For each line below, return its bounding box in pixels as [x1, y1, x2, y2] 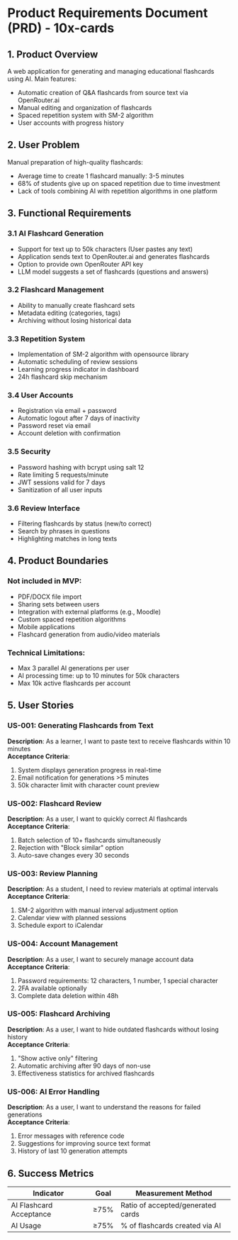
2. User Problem [7, 139, 80, 151]
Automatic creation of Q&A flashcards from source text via [17, 89, 189, 96]
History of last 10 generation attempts [17, 1147, 127, 1156]
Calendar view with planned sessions [17, 914, 127, 922]
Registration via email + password [17, 406, 117, 415]
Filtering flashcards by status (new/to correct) [17, 519, 152, 528]
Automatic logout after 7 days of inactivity [17, 414, 140, 423]
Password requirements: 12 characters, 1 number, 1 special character [17, 976, 218, 985]
